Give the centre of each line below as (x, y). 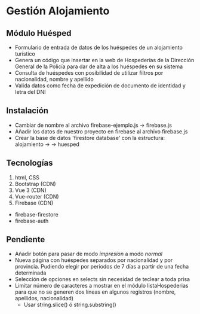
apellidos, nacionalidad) (44, 298)
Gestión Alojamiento (58, 11)
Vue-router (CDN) (37, 196)
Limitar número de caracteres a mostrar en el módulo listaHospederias (101, 286)
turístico (25, 54)
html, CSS (27, 177)
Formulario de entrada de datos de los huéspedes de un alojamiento (99, 47)
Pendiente (26, 240)
